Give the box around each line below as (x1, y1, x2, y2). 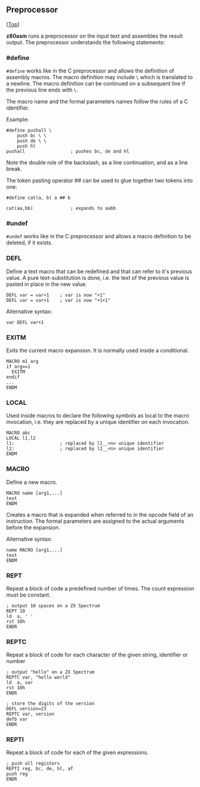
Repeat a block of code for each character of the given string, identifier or (6, 651, 188, 658)
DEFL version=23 (6, 706, 47, 712)
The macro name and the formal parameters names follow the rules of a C (6, 98, 188, 105)
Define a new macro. (6, 479, 58, 486)
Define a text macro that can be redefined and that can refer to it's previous (6, 268, 192, 275)
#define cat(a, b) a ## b (6, 195, 70, 201)
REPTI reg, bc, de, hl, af (6, 766, 73, 772)
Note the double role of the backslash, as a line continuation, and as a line (6, 159, 188, 167)
